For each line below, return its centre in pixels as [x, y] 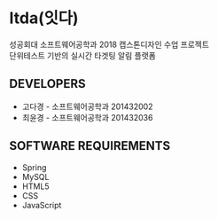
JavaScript [42, 205]
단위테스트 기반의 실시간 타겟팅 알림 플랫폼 [83, 55]
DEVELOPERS [47, 84]
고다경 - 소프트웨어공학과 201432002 [87, 106]
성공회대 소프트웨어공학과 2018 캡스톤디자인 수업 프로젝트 [109, 44]
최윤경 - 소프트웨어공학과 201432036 [87, 117]
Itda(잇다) [44, 18]
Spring [34, 167]
